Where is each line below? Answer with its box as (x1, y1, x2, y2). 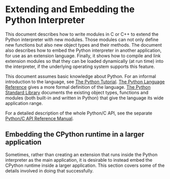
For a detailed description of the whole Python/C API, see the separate (5, 110, 153, 116)
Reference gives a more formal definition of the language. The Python (5, 84, 151, 90)
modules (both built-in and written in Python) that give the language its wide (5, 95, 164, 101)
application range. (5, 100, 43, 106)
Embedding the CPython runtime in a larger (5, 130, 145, 139)
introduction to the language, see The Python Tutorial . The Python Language (5, 79, 165, 85)
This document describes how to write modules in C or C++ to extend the (5, 31, 159, 37)
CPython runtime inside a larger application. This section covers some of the (5, 162, 165, 168)
